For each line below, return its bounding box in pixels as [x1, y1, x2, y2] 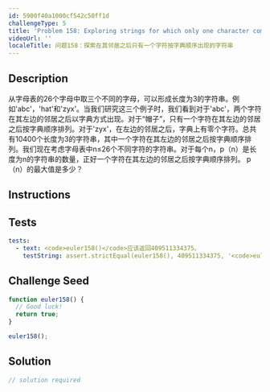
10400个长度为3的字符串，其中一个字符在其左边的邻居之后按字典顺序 [14, 134, 245, 143]
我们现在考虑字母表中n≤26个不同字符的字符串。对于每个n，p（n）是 [22, 144, 250, 154]
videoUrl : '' [8, 34, 52, 43]
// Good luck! [15, 303, 63, 311]
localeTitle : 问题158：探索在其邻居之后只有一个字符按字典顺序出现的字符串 [8, 42, 234, 50]
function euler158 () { [8, 295, 84, 303]
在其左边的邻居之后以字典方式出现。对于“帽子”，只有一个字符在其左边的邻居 [8, 113, 261, 123]
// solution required [8, 376, 81, 384]
